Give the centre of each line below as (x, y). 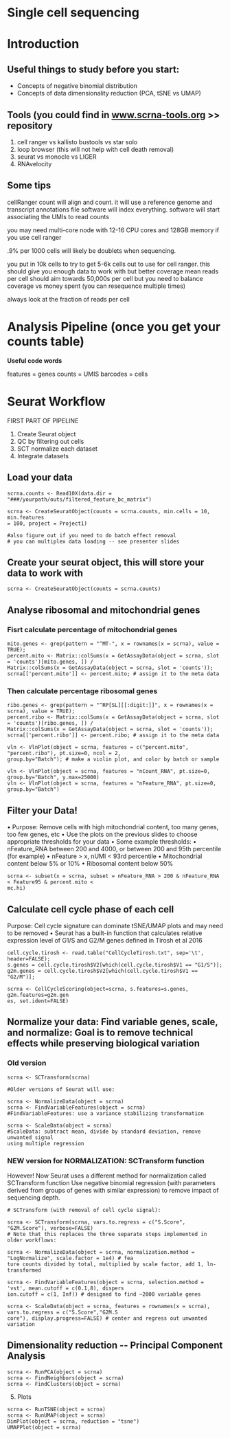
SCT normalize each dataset (57, 449)
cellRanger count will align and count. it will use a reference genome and (110, 202)
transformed (24, 1270)
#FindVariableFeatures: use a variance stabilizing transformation (106, 1113)
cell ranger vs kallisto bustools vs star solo (77, 142)
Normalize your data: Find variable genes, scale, (113, 1022)
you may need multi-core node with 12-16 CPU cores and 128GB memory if (113, 230)
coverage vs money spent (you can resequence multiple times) (96, 286)
